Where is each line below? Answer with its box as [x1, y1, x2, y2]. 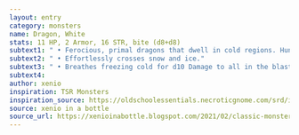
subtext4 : [9, 71, 46, 80]
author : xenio [9, 79, 62, 88]
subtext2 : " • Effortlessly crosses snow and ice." [9, 54, 205, 63]
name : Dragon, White [9, 29, 86, 38]
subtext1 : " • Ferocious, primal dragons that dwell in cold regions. [9, 46, 277, 55]
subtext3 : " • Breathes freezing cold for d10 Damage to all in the [9, 63, 269, 72]
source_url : [9, 112, 53, 121]
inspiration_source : [9, 95, 86, 105]
